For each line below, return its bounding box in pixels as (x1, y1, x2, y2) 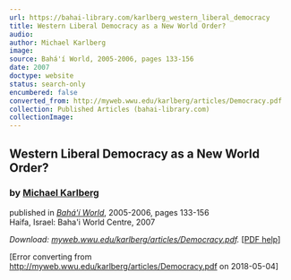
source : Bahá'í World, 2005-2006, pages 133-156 (9, 55, 194, 64)
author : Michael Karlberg (9, 38, 106, 47)
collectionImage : (9, 113, 74, 122)
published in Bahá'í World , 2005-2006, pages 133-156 (9, 207, 210, 217)
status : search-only (9, 80, 87, 89)
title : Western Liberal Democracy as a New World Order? (9, 21, 227, 30)
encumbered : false (9, 88, 78, 97)
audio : (9, 30, 34, 38)
